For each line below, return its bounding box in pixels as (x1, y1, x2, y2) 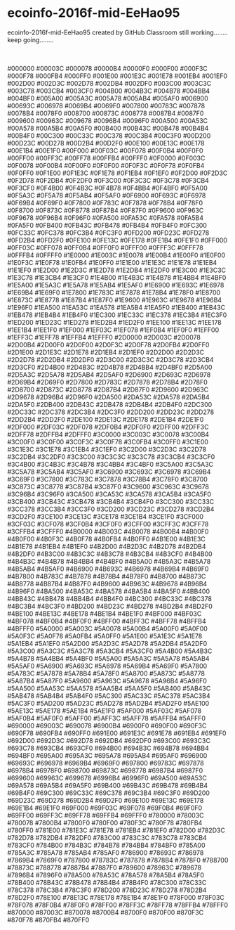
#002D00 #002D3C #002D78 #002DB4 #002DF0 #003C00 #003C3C (7, 79, 212, 87)
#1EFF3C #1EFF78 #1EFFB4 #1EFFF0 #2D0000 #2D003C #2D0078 (7, 332, 201, 342)
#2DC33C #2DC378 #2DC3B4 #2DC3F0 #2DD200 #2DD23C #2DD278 (7, 408, 215, 416)
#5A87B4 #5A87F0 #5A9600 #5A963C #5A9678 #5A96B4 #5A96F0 (7, 676, 207, 685)
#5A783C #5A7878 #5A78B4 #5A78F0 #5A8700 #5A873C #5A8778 (7, 669, 206, 678)
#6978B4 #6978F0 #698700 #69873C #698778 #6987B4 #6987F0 (7, 766, 203, 775)
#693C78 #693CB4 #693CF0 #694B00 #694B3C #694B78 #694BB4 (7, 744, 209, 752)
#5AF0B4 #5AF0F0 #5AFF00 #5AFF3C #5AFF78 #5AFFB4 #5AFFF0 (7, 713, 206, 722)
